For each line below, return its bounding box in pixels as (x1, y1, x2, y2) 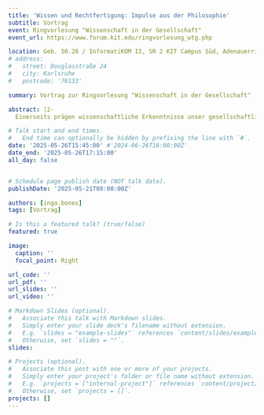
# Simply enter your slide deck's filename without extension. (8, 321, 226, 329)
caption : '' (15, 249, 55, 257)
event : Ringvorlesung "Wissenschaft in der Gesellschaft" (8, 26, 202, 34)
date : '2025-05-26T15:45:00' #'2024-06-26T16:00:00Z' (8, 142, 189, 150)
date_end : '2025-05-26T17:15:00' (8, 149, 118, 157)
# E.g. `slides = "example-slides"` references (8, 328, 174, 337)
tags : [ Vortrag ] (8, 206, 61, 214)
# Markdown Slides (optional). (8, 307, 111, 315)
